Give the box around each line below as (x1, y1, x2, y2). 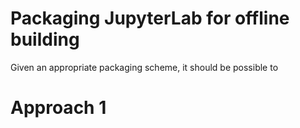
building (10, 28, 80, 51)
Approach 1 (10, 97, 107, 119)
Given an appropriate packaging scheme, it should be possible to (10, 61, 279, 73)
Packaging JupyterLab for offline (10, 7, 290, 30)
